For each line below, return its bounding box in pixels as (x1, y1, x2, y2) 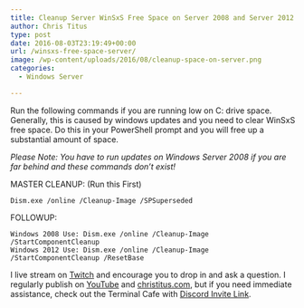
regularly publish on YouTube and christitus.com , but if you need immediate (10, 278, 292, 290)
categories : (10, 64, 55, 73)
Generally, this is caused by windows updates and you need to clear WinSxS (10, 114, 296, 125)
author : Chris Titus (10, 22, 89, 31)
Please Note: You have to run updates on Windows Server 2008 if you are (10, 151, 287, 162)
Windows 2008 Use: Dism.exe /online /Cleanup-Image (10, 229, 209, 238)
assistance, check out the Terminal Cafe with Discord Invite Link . (10, 288, 252, 299)
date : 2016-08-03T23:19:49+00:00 (10, 38, 137, 48)
